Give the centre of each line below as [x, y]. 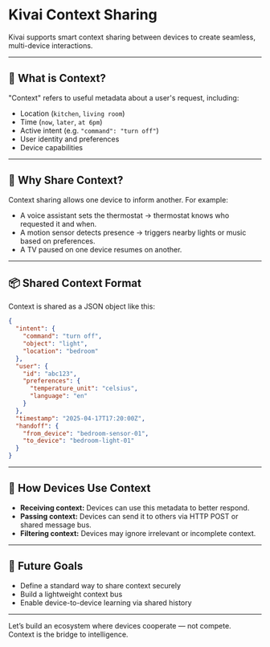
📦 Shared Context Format [75, 283]
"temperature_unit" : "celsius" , [84, 389]
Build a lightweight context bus [71, 594]
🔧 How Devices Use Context [80, 488]
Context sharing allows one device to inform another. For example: [119, 199]
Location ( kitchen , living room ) [72, 113]
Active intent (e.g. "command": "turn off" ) [89, 130]
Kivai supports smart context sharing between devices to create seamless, [132, 37]
